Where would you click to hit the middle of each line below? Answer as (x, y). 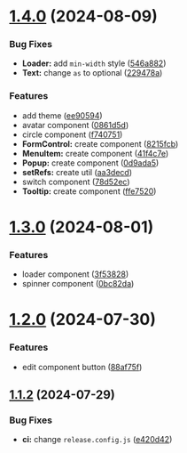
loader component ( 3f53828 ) (75, 274)
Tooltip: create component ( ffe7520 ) (89, 191)
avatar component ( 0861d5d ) (75, 125)
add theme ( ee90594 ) (62, 115)
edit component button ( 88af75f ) (82, 367)
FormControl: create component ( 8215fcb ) (100, 143)
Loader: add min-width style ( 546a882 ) (94, 63)
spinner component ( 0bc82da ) (78, 284)
